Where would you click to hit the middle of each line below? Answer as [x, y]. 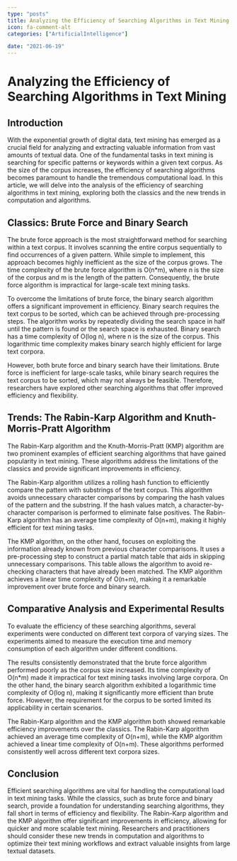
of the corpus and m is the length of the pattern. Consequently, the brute [113, 277]
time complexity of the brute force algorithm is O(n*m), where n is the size [116, 270]
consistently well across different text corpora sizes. [83, 751]
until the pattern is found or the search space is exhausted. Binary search [114, 329]
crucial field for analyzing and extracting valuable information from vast [111, 148]
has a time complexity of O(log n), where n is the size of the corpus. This [113, 336]
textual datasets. [31, 851]
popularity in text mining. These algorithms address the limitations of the [113, 461]
